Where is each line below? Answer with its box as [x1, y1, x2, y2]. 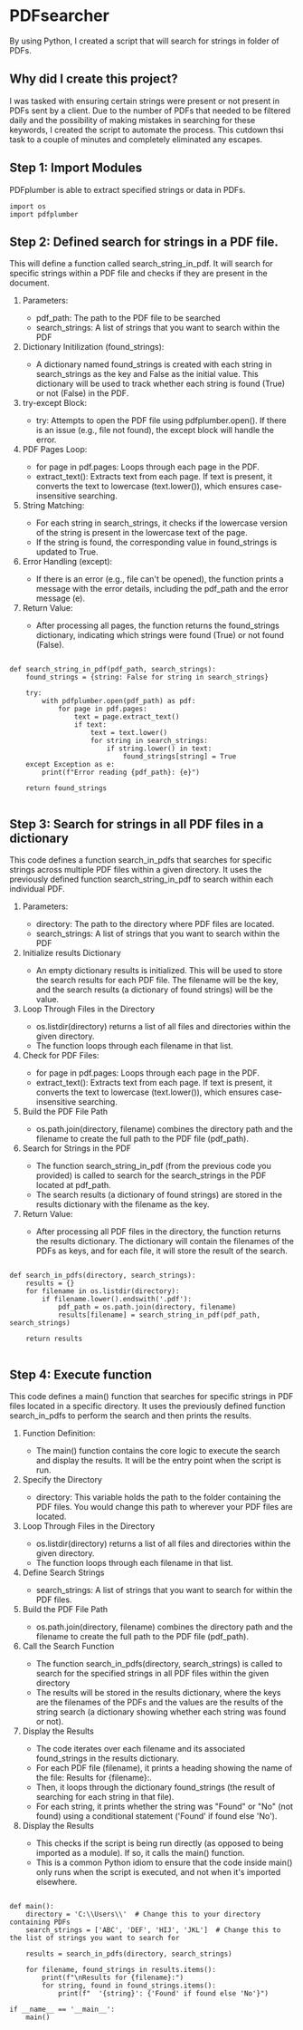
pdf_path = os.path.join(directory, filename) [57, 1302, 237, 1312]
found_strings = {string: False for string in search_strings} [25, 672, 270, 682]
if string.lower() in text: [106, 744, 213, 753]
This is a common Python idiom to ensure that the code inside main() [35, 1857, 293, 1868]
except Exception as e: [25, 760, 116, 769]
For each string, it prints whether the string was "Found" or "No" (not [35, 1801, 294, 1812]
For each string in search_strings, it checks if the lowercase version [35, 517, 288, 528]
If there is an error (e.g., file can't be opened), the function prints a [35, 574, 284, 585]
